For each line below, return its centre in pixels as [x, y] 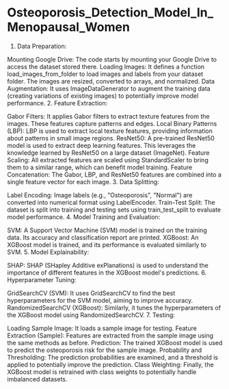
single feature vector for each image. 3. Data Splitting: [83, 181]
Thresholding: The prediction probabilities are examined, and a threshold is [113, 357]
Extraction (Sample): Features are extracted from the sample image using [110, 335]
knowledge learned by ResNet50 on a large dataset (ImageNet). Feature [108, 153]
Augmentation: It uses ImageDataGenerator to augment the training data [109, 88]
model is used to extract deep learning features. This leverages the [102, 145]
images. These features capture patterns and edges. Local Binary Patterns [112, 123]
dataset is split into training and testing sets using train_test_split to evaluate [114, 210]
